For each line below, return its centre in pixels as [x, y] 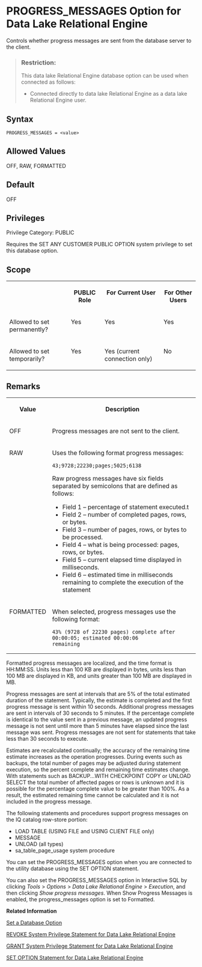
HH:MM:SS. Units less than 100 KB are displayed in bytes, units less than [96, 670]
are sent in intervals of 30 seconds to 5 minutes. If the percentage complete [100, 713]
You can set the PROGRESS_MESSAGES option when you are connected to [99, 862]
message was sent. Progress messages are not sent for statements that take [101, 732]
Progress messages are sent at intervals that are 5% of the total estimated [98, 694]
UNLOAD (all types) [39, 844]
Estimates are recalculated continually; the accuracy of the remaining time [98, 750]
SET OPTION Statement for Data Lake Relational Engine [75, 958]
